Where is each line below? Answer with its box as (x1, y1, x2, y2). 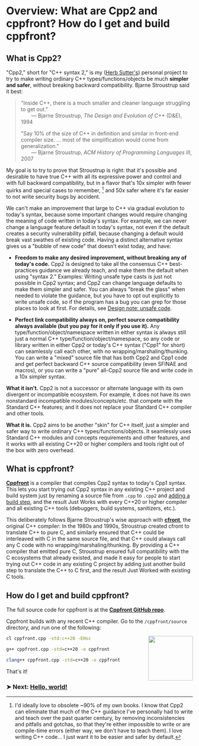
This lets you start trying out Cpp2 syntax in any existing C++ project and (6, 486, 185, 493)
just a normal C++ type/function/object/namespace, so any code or (14, 335, 180, 342)
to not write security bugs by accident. (6, 193, 101, 200)
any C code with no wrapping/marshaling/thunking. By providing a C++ (6, 541, 180, 548)
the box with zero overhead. (6, 446, 75, 453)
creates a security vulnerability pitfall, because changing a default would (6, 230, 184, 237)
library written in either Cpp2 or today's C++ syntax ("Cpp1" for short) (14, 341, 185, 349)
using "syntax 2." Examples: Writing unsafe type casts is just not (14, 272, 172, 280)
